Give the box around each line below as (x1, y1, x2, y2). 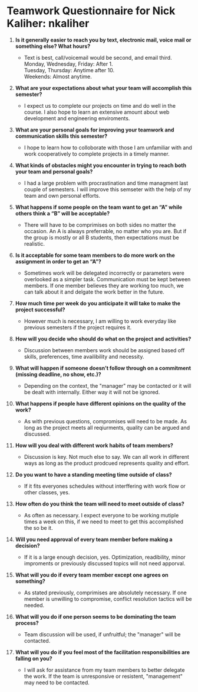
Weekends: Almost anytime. (24, 73, 92, 80)
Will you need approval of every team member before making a (15, 536, 173, 543)
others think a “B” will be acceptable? (15, 210, 110, 217)
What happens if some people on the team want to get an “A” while (15, 203, 183, 211)
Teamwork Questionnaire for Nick (6, 4, 176, 18)
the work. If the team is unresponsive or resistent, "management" (24, 672, 183, 680)
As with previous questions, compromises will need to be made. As (24, 417, 187, 424)
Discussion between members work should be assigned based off (24, 346, 185, 353)
